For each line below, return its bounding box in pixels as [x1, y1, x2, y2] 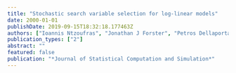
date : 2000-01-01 [7, 17, 58, 24]
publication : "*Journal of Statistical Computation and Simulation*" [7, 56, 216, 63]
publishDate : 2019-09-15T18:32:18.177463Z [7, 23, 133, 30]
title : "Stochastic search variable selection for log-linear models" [7, 10, 218, 17]
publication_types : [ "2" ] [7, 36, 83, 43]
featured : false [7, 49, 55, 56]
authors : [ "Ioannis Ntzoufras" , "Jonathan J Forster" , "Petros [7, 29, 197, 37]
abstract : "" [7, 42, 46, 49]
